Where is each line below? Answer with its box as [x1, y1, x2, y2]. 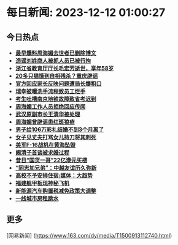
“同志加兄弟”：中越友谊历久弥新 [15, 164, 97, 171]
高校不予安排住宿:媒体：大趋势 [15, 172, 93, 179]
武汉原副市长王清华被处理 [15, 111, 80, 118]
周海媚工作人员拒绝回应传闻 [15, 103, 86, 110]
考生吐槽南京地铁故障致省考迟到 [15, 96, 96, 102]
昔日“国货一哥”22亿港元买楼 [15, 157, 88, 164]
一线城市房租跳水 [15, 195, 59, 202]
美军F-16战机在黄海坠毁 [15, 141, 75, 148]
